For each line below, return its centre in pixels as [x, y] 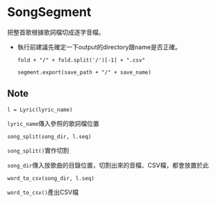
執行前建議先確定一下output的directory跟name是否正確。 [99, 47]
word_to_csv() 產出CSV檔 [43, 192]
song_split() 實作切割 [38, 150]
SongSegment [49, 12]
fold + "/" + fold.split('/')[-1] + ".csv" [81, 60]
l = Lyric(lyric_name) [40, 109]
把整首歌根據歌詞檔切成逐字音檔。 [56, 32]
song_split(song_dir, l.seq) [49, 136]
